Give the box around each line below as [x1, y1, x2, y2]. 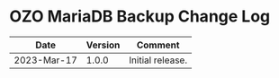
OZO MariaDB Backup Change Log [9, 6, 271, 27]
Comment [136, 39, 180, 51]
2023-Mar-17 [13, 54, 78, 66]
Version [85, 39, 121, 51]
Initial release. [129, 54, 187, 66]
